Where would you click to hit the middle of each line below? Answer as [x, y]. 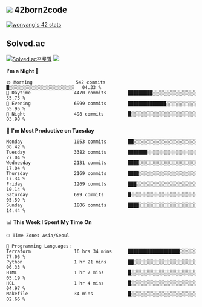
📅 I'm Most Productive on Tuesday [50, 130]
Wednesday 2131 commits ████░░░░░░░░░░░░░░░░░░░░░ [101, 163]
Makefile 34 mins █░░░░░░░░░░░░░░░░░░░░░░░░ [101, 294]
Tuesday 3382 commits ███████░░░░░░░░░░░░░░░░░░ [101, 152]
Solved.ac [26, 44]
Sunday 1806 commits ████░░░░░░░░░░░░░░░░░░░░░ [101, 205]
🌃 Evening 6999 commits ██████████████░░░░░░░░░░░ [101, 103]
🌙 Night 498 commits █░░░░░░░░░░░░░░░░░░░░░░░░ [101, 114]
